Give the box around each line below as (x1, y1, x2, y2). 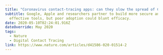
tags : (5, 29, 16, 34)
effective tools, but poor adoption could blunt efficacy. (9, 16, 131, 21)
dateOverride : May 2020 (5, 25, 53, 30)
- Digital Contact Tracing (9, 38, 64, 43)
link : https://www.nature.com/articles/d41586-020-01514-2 (5, 43, 127, 47)
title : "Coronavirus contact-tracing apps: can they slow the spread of (5, 7, 155, 12)
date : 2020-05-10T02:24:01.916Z (5, 20, 70, 25)
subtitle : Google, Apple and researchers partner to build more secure (5, 11, 153, 16)
